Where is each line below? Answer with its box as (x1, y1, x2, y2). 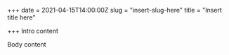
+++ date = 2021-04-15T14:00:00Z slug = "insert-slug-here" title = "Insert (7, 6, 223, 14)
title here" (7, 13, 36, 22)
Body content (7, 40, 47, 48)
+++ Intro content (7, 27, 58, 35)
